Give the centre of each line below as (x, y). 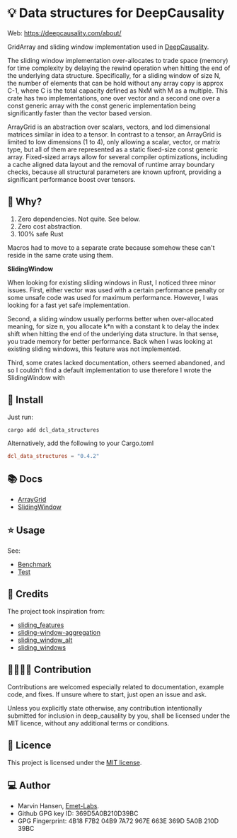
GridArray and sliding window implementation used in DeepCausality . (108, 47)
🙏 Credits (28, 594)
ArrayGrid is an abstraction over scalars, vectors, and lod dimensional (109, 127)
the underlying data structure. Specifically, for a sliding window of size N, (114, 75)
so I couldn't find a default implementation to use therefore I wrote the (109, 370)
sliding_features (41, 625)
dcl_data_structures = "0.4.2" (53, 456)
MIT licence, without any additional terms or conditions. (88, 723)
